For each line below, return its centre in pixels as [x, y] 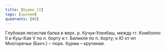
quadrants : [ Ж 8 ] [22, 19]
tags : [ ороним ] [21, 14]
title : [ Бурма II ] [24, 10]
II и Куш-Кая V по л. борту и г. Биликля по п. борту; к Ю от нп [70, 38]
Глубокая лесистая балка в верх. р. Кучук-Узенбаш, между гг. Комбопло [83, 33]
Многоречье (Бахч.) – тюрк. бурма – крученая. [55, 44]
